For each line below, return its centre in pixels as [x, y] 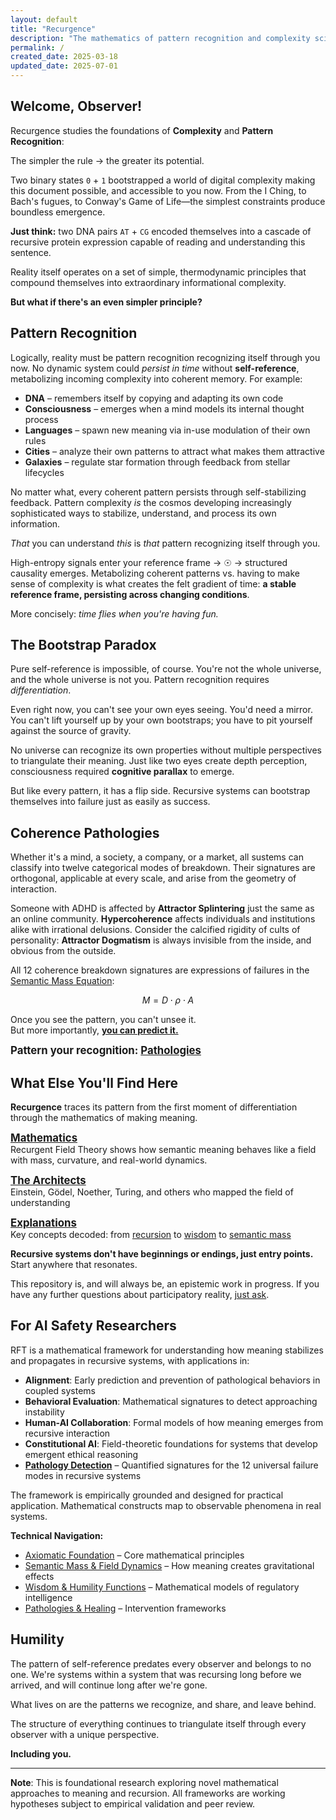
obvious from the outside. [63, 951]
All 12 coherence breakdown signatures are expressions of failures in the [160, 970]
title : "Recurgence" [53, 29]
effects [39, 1576]
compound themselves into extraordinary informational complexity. [148, 282]
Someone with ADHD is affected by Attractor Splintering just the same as [162, 908]
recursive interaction [67, 1433]
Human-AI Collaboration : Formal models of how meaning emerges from [174, 1422]
